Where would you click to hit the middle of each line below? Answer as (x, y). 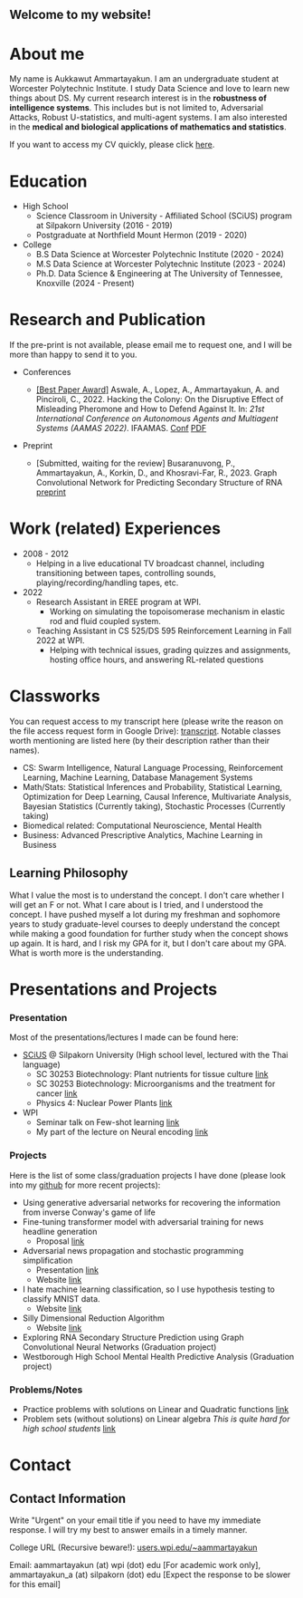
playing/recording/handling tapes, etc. (107, 582)
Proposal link (60, 1241)
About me (47, 54)
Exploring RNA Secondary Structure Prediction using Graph (133, 1337)
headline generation (60, 1231)
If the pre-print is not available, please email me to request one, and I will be (151, 345)
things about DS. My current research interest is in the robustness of (138, 98)
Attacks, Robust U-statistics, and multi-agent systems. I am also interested (148, 118)
